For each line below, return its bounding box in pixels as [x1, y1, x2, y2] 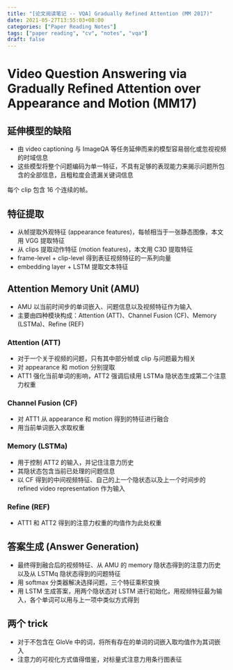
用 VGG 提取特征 [17, 236, 65, 244]
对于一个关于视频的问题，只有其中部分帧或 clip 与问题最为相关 [17, 354, 196, 362]
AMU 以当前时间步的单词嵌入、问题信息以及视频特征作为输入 [17, 302, 193, 310]
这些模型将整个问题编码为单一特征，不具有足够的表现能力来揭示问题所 [17, 162, 219, 170]
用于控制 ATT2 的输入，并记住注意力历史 [17, 458, 134, 466]
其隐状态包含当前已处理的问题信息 [17, 467, 115, 475]
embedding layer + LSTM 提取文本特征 [17, 262, 129, 271]
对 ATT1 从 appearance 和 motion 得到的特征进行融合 [17, 415, 169, 423]
